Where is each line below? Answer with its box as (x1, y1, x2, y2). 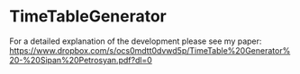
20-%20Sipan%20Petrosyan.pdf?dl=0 (9, 54, 153, 65)
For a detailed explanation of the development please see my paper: (9, 36, 262, 46)
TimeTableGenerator (9, 6, 167, 27)
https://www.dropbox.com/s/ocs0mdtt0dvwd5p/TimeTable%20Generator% (9, 45, 291, 55)
